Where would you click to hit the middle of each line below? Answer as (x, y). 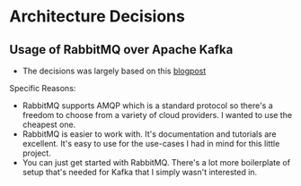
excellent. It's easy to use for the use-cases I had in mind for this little (151, 144)
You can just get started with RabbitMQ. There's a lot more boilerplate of (156, 162)
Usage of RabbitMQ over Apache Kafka (121, 50)
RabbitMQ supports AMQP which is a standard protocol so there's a (148, 106)
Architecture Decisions (97, 17)
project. (36, 153)
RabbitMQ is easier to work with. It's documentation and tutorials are (149, 134)
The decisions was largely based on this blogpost (114, 71)
